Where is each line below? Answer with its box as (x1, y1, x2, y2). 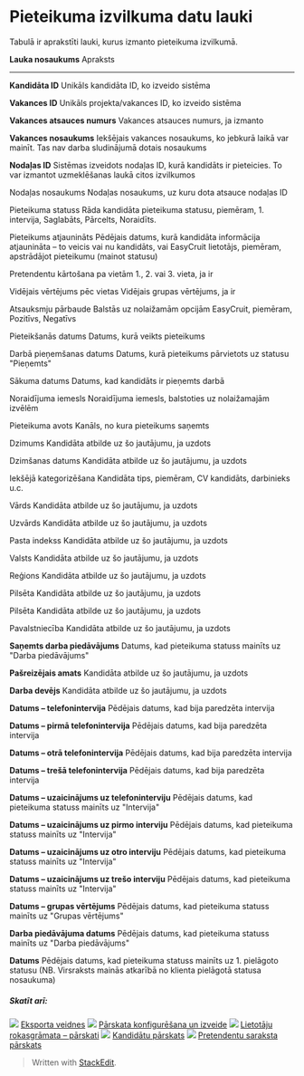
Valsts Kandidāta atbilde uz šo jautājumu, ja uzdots (9, 552, 199, 563)
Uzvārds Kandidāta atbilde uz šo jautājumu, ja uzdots (9, 517, 208, 528)
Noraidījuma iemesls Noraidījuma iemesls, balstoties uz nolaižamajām (9, 392, 270, 404)
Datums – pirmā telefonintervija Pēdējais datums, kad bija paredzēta (9, 720, 268, 731)
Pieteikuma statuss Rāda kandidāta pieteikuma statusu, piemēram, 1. (9, 204, 265, 215)
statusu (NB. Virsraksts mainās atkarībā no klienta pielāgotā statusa (9, 965, 262, 975)
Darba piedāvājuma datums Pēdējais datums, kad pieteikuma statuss (9, 927, 270, 938)
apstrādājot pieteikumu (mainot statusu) (9, 251, 158, 262)
